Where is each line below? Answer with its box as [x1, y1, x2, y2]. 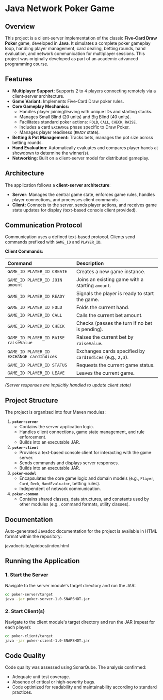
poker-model [12, 471, 36, 476]
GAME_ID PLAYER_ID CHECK [7, 324, 65, 329]
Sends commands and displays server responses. [19, 460, 119, 466]
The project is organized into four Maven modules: [5, 409, 106, 415]
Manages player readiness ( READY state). [19, 129, 100, 135]
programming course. [5, 61, 49, 67]
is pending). [76, 326, 103, 333]
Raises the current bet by [76, 334, 133, 341]
